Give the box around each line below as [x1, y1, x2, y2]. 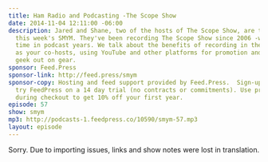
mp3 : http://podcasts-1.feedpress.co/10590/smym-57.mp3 [8, 116, 198, 124]
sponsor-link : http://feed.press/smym [8, 71, 137, 79]
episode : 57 [8, 101, 48, 109]
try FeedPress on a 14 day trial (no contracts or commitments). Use [15, 85, 251, 94]
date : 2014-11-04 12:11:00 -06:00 [8, 19, 124, 27]
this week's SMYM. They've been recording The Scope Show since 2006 [15, 34, 251, 42]
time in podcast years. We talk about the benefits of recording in [15, 41, 248, 49]
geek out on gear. [15, 57, 77, 65]
